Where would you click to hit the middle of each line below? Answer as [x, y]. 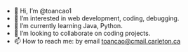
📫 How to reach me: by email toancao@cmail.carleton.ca [97, 41]
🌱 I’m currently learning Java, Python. [68, 26]
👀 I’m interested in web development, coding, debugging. [96, 18]
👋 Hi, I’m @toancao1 [43, 11]
